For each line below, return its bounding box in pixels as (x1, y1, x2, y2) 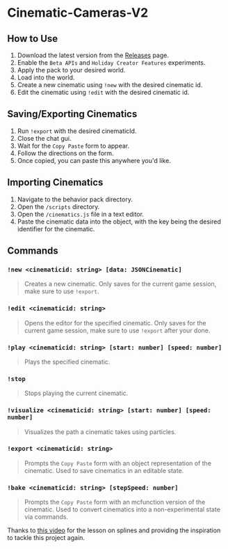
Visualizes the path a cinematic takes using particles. (24, 427, 177, 436)
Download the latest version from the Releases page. (17, 51, 169, 59)
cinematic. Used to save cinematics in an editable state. (24, 466, 184, 474)
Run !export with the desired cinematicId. (17, 127, 137, 135)
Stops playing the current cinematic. (24, 389, 129, 398)
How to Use (7, 33, 58, 45)
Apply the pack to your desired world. (17, 66, 126, 74)
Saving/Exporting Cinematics (7, 108, 138, 120)
